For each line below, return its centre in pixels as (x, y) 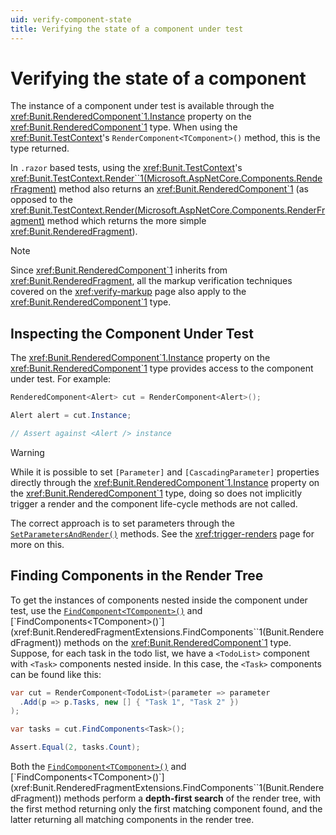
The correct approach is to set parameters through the (122, 523)
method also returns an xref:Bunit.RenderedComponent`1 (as (183, 189)
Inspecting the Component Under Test (132, 333)
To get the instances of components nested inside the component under (159, 600)
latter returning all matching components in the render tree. (132, 820)
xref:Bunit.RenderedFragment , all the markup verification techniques (151, 281)
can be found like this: (56, 674)
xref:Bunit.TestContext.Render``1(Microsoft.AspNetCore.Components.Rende (166, 178)
